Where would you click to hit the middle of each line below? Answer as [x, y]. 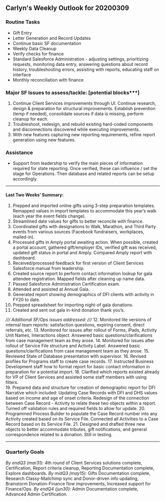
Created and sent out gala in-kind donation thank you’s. [69, 310]
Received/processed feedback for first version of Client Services [78, 263]
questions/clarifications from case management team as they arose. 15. [78, 351]
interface [22, 74]
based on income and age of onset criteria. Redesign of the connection [77, 398]
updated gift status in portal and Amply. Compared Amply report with [82, 253]
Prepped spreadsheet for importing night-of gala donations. [73, 305]
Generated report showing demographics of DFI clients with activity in [83, 295]
